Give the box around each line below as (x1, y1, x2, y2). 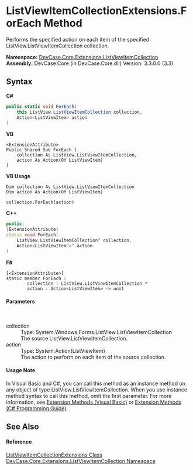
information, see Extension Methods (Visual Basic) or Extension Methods (6, 399, 182, 406)
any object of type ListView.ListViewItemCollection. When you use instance (6, 386, 188, 393)
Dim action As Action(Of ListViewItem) (6, 189, 104, 195)
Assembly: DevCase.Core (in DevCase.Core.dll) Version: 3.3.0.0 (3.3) (6, 60, 174, 67)
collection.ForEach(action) (6, 199, 75, 206)
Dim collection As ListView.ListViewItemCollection (6, 184, 135, 190)
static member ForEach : (6, 275, 67, 281)
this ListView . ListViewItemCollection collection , (16, 109, 143, 115)
